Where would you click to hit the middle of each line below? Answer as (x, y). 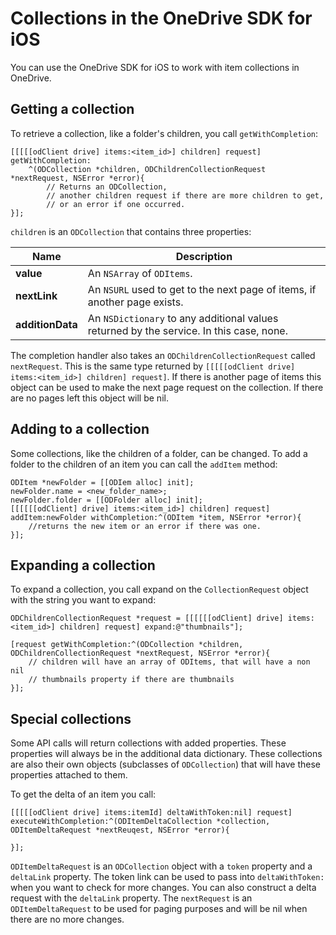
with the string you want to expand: (83, 600)
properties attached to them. (69, 775)
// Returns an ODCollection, (107, 187)
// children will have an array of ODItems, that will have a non (169, 662)
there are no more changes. (67, 919)
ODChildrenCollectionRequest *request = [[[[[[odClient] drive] (147, 618)
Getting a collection (72, 109)
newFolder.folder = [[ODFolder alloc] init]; (106, 500)
